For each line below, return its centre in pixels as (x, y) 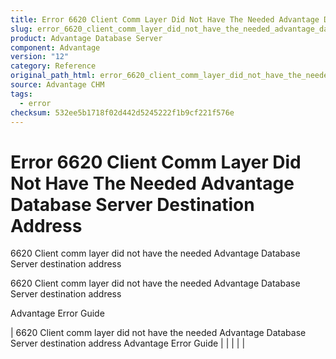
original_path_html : (53, 76)
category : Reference (53, 66)
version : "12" (40, 57)
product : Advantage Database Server (86, 38)
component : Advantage (55, 47)
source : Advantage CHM (57, 85)
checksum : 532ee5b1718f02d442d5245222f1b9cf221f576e (122, 112)
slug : (21, 29)
